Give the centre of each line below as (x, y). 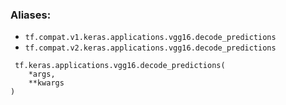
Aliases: (31, 15)
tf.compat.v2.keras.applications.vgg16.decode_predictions (150, 48)
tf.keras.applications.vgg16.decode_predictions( (120, 66)
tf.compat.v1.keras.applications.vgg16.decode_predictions (150, 38)
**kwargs (46, 83)
